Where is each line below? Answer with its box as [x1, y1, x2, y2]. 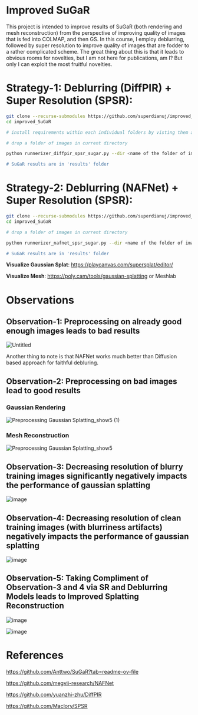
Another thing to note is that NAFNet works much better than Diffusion [6, 353, 177, 360]
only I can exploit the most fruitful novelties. [6, 60, 113, 68]
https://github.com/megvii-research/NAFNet [6, 679, 114, 687]
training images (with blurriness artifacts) [6, 522, 163, 532]
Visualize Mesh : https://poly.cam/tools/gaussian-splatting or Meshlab [6, 272, 177, 280]
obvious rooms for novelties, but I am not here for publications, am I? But [6, 54, 183, 61]
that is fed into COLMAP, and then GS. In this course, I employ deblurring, [6, 35, 184, 42]
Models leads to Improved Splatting [6, 592, 140, 602]
